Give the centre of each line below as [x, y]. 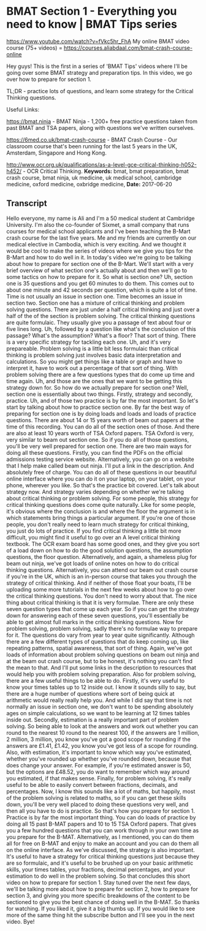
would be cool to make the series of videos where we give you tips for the [100, 251]
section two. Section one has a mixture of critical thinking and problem [96, 303]
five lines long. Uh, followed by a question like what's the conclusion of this [101, 329]
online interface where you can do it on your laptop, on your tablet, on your [101, 479]
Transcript [27, 203]
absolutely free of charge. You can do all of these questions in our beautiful [102, 472]
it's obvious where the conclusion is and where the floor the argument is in [101, 511]
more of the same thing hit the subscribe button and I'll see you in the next [100, 915]
